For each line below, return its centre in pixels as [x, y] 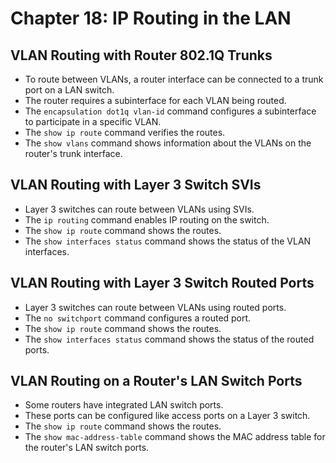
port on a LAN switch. [69, 90]
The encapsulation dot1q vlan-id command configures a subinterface [170, 111]
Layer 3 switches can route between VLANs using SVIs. [139, 209]
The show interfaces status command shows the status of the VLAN [168, 241]
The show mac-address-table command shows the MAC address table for [175, 437]
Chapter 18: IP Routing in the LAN [151, 18]
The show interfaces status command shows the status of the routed [169, 339]
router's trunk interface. [73, 153]
